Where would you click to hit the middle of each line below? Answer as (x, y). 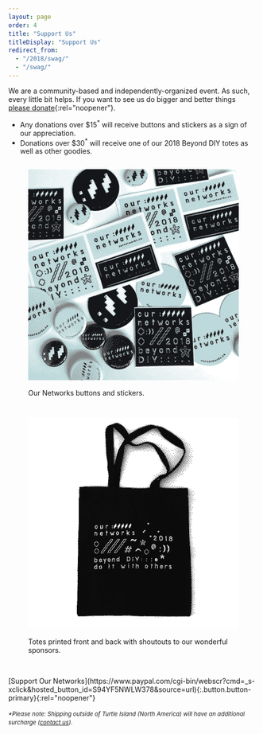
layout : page (30, 17)
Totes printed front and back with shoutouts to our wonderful (128, 642)
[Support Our (30, 681)
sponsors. (44, 650)
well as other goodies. (56, 151)
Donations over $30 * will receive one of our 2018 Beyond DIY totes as (134, 142)
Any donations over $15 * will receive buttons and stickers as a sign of (133, 123)
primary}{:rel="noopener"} (52, 698)
